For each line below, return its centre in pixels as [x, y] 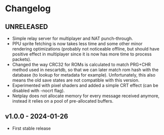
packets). [22, 59]
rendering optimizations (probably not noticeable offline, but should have [86, 49]
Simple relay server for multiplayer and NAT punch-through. [72, 38]
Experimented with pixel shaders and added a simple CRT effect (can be [85, 85]
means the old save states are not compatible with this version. [76, 80]
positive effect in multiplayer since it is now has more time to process [82, 54]
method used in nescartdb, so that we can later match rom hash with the [85, 70]
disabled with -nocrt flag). [38, 91]
